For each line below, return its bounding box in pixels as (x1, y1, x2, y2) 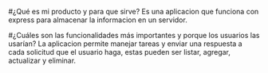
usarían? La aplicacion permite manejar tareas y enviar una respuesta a (8, 39, 242, 48)
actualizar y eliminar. (8, 56, 77, 65)
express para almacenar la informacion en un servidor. (8, 15, 187, 25)
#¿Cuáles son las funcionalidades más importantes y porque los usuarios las (8, 31, 260, 40)
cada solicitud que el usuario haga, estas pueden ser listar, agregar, (8, 48, 231, 56)
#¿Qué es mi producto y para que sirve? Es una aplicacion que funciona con (8, 7, 259, 16)
